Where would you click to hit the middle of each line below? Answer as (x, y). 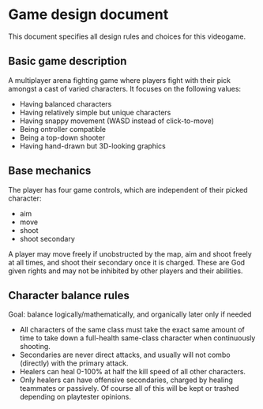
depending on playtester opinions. (75, 397)
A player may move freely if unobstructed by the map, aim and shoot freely (130, 253)
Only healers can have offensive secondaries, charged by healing (126, 380)
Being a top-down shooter (62, 137)
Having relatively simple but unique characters (95, 112)
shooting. (35, 347)
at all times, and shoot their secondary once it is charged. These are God (127, 262)
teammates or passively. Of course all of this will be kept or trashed (129, 388)
